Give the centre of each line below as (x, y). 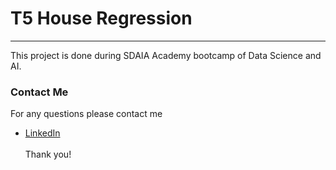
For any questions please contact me (86, 114)
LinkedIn (42, 133)
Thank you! (48, 154)
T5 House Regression (101, 18)
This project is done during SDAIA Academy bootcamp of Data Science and (166, 55)
